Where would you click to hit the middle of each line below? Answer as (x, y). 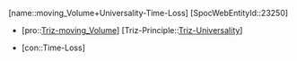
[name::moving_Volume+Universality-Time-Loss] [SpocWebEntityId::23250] (148, 13)
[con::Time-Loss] (53, 48)
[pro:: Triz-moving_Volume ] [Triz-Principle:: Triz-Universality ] (132, 30)
